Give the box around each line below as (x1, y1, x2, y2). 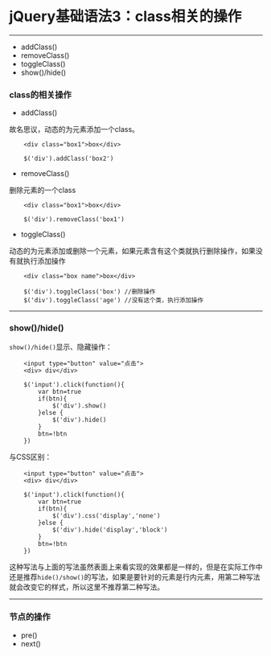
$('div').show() (51, 401, 107, 410)
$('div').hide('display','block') (51, 526, 168, 534)
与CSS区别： (9, 452, 52, 461)
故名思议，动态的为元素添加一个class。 (9, 125, 140, 134)
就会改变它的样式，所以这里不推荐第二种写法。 (9, 582, 164, 592)
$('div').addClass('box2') (23, 154, 114, 163)
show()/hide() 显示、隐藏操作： (9, 342, 113, 351)
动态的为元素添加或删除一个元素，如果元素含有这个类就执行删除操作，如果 (9, 246, 256, 256)
